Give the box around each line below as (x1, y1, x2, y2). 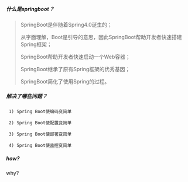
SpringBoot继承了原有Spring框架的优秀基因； (20, 65, 131, 72)
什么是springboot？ (6, 5, 54, 12)
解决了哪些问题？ (6, 92, 47, 99)
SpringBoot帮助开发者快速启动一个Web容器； (20, 53, 131, 60)
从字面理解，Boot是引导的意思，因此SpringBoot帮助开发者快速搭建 (20, 33, 183, 40)
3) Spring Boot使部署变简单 (8, 131, 72, 137)
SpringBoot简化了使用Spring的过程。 (20, 78, 110, 85)
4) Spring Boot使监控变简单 (8, 142, 72, 148)
